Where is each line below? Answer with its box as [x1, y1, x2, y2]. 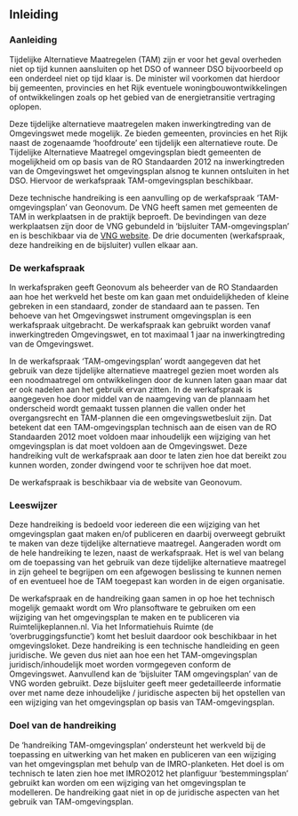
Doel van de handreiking [9, 719, 117, 732]
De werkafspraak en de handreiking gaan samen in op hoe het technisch [9, 593, 276, 604]
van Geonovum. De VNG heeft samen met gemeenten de [69, 202, 278, 212]
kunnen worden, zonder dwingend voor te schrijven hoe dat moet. [9, 460, 252, 470]
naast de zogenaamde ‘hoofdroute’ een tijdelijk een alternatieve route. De [9, 137, 278, 148]
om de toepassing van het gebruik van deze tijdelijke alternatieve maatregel [9, 557, 286, 568]
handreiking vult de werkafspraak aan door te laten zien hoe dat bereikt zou [9, 450, 287, 460]
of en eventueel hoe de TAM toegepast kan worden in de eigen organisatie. [9, 576, 286, 587]
